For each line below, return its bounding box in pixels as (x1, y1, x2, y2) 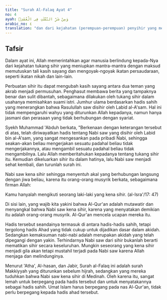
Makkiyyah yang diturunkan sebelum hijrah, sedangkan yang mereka (5, 268, 146, 274)
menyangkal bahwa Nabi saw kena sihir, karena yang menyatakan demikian (5, 206, 160, 212)
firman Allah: (5, 181, 31, 187)
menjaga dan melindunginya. (5, 253, 65, 259)
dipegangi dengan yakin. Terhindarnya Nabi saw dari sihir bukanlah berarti (5, 237, 158, 243)
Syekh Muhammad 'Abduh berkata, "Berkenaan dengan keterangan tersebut (5, 124, 162, 130)
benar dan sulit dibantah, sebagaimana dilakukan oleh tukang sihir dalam (5, 93, 155, 100)
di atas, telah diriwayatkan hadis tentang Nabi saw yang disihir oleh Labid (5, 130, 156, 136)
